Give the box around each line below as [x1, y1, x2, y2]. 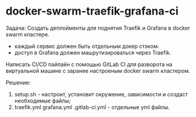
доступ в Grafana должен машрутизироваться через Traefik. [14, 48, 172, 56]
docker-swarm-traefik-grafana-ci [5, 4, 179, 18]
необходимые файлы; [14, 97, 71, 104]
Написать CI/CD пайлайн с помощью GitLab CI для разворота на [5, 61, 173, 68]
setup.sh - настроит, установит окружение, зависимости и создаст [14, 90, 188, 98]
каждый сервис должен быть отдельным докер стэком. [14, 42, 160, 50]
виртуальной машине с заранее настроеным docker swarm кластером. [5, 67, 191, 74]
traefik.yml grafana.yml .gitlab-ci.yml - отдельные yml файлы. [14, 103, 170, 110]
